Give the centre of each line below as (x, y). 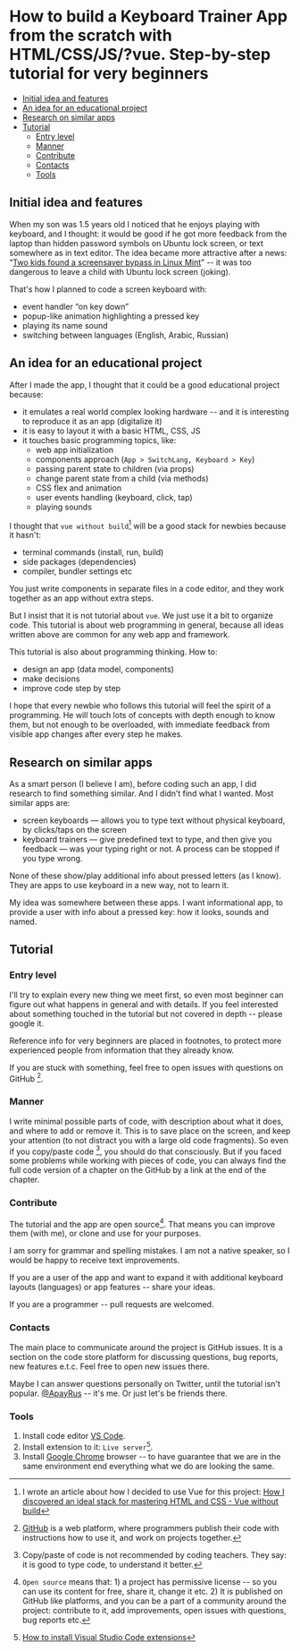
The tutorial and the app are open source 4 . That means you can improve (142, 1223)
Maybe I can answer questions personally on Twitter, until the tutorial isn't (145, 1383)
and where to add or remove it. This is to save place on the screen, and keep (150, 1131)
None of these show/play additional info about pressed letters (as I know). (145, 876)
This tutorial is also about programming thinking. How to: (113, 652)
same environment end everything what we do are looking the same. (148, 1466)
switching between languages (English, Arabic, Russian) (125, 335)
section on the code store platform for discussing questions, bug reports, (144, 1356)
